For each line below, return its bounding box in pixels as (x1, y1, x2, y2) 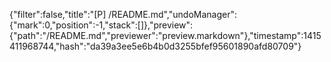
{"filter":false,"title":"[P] (9, 9, 107, 20)
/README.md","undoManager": (108, 9, 237, 20)
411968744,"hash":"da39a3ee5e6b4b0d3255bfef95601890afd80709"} (9, 40, 302, 52)
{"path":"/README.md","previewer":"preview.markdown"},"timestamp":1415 (9, 30, 322, 41)
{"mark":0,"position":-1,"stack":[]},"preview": (9, 19, 194, 31)
